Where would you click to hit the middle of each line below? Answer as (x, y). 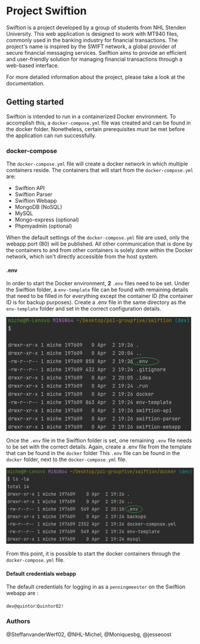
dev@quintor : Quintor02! (35, 606)
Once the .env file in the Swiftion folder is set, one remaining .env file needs (99, 441)
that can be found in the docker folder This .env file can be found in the (93, 453)
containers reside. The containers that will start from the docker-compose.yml (100, 170)
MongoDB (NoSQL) (38, 207)
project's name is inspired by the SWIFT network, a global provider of (91, 46)
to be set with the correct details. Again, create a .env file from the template (99, 447)
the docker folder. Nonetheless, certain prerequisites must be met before (96, 129)
